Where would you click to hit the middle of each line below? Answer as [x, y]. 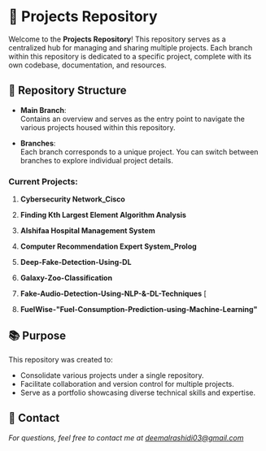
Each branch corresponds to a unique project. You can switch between [139, 152]
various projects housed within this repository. [98, 127]
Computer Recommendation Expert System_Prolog [108, 246]
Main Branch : [43, 110]
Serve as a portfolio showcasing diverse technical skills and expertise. [138, 392]
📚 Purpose [37, 336]
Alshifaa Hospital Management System [88, 231]
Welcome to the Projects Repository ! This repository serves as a [117, 39]
